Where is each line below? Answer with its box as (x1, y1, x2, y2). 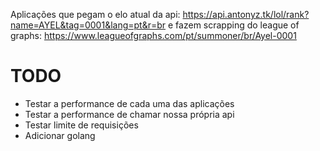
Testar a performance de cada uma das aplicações (24, 97, 235, 109)
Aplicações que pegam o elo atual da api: (10, 9, 181, 20)
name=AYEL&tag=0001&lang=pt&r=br (10, 19, 167, 31)
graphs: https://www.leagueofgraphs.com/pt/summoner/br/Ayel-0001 (10, 30, 297, 41)
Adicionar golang (24, 129, 96, 141)
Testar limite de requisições (24, 119, 139, 131)
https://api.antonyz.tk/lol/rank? (182, 9, 310, 20)
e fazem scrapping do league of (168, 19, 300, 31)
